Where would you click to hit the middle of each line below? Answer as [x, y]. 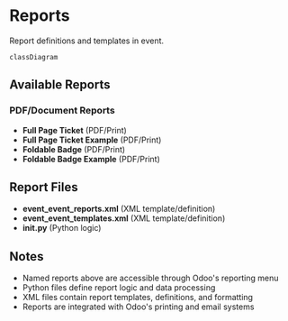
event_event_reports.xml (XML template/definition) [119, 209]
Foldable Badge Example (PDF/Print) [91, 159]
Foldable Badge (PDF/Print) [74, 149]
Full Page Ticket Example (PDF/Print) [92, 140]
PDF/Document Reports [62, 111]
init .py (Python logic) [62, 228]
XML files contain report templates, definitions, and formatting [138, 298]
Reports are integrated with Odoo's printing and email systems [138, 307]
